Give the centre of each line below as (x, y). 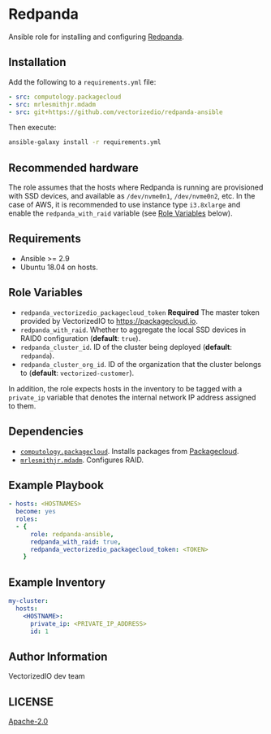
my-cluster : (28, 601)
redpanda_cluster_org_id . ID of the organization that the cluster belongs (141, 364)
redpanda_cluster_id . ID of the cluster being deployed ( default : (126, 347)
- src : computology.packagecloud (65, 97)
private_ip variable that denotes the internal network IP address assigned (132, 397)
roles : (27, 519)
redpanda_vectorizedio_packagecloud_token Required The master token (140, 312)
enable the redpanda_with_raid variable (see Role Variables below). (120, 213)
